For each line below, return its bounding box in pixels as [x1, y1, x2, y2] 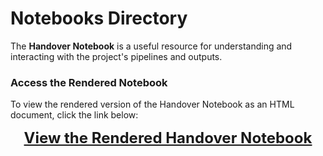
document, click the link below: [10, 109, 139, 121]
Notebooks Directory [10, 7, 188, 30]
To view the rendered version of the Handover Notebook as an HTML [10, 98, 295, 111]
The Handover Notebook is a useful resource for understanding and [10, 40, 293, 52]
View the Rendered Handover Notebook [23, 128, 313, 148]
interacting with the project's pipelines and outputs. [10, 50, 223, 62]
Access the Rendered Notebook [10, 75, 168, 89]
